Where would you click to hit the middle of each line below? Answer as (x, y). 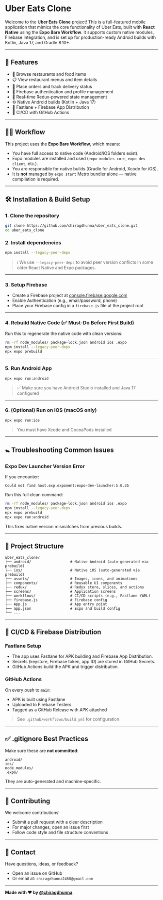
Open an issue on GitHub (37, 873)
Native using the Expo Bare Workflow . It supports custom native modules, (80, 32)
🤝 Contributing (28, 801)
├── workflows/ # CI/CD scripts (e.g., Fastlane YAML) (78, 596)
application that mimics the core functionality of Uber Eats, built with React (80, 27)
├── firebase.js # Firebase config (56, 600)
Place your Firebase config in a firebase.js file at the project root (78, 306)
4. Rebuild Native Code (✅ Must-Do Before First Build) (70, 323)
